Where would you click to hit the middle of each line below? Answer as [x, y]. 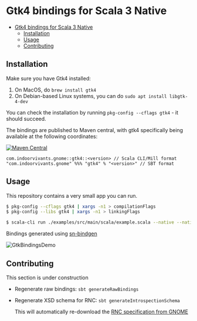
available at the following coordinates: [52, 136]
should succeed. [26, 119]
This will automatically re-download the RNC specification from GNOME [101, 312]
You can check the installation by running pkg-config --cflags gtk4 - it [92, 112]
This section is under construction [47, 278]
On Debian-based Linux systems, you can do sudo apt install [91, 96]
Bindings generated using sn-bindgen [52, 234]
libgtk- [179, 96]
